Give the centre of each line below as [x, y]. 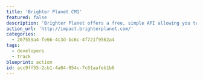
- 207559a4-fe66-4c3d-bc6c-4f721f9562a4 [63, 40]
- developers [28, 51]
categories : [21, 34]
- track [21, 57]
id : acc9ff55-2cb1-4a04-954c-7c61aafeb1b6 [60, 68]
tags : [13, 46]
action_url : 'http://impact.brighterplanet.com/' [70, 29]
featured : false [27, 17]
